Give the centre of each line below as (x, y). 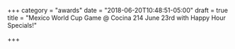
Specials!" (22, 25)
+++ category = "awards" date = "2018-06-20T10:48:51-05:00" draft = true (118, 10)
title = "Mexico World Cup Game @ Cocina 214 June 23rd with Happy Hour (117, 18)
